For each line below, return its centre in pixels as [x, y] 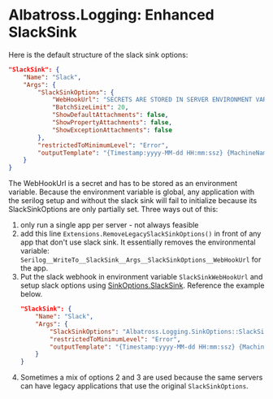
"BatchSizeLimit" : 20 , [90, 107]
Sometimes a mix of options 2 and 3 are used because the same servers [141, 377]
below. [31, 294]
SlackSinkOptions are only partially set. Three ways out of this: [113, 210]
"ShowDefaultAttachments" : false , [110, 115]
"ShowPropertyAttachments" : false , [112, 123]
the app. [34, 268]
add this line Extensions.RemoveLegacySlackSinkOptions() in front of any [141, 234]
